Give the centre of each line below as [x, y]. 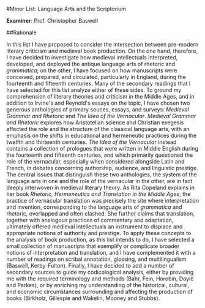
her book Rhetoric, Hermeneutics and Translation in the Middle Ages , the [99, 194]
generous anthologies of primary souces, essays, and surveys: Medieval [98, 109]
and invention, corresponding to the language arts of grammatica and [94, 207]
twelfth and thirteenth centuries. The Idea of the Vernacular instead [91, 142]
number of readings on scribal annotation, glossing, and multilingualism [96, 259]
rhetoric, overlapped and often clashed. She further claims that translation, [100, 213]
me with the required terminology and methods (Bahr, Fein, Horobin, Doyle [100, 279]
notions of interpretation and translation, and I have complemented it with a [101, 253]
